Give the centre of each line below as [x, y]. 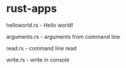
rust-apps [31, 9]
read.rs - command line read [41, 48]
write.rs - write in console [38, 60]
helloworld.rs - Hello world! [40, 25]
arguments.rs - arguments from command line [63, 36]
